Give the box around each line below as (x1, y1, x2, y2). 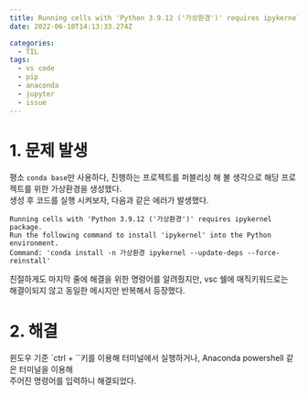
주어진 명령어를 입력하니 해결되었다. (9, 376, 137, 387)
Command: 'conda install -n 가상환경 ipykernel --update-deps (9, 249, 244, 258)
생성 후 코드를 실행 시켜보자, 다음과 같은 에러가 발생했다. (9, 195, 209, 206)
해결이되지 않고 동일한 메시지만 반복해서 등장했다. (9, 285, 185, 296)
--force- (247, 249, 281, 258)
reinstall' (9, 257, 51, 266)
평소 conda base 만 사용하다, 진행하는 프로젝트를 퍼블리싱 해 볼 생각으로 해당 (9, 172, 280, 183)
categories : (9, 38, 55, 48)
